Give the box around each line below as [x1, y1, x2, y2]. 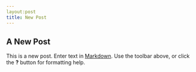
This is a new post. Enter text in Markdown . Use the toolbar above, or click [6, 52, 190, 60]
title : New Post [6, 14, 47, 20]
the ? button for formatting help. [6, 59, 86, 66]
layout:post [6, 8, 36, 15]
